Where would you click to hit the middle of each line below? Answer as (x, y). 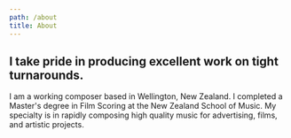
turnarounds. (47, 75)
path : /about (33, 17)
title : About (33, 26)
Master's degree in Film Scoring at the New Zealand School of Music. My (143, 106)
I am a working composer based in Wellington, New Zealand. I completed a (146, 96)
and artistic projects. (47, 125)
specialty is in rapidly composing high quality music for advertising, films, (143, 115)
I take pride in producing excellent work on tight (144, 61)
